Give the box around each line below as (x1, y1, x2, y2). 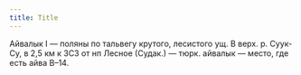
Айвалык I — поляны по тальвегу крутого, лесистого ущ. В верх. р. (9, 38, 268, 49)
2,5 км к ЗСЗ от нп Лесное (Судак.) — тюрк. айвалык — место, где (30, 47, 289, 59)
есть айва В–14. (9, 57, 70, 68)
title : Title (9, 13, 59, 23)
